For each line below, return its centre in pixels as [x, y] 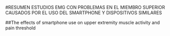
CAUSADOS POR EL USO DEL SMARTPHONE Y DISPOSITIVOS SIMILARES [84, 13]
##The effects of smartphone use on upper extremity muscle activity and [83, 23]
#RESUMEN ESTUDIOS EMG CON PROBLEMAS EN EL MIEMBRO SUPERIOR [85, 7]
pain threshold [20, 28]
